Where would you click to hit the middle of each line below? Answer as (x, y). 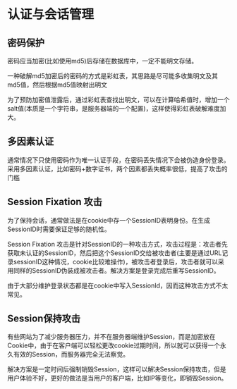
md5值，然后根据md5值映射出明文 (57, 85)
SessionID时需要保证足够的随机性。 (59, 229)
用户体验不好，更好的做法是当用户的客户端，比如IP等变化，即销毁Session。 (117, 378)
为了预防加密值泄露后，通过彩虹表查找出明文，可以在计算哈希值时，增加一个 (119, 100)
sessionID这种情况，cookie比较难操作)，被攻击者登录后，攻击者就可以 (116, 261)
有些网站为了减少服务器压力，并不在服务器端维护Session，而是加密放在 (111, 337)
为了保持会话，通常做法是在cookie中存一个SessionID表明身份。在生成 (109, 220)
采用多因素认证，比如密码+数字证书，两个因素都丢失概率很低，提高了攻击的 (117, 168)
